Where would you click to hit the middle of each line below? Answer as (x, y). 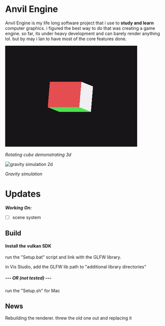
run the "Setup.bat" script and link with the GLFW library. (63, 257)
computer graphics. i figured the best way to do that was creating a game (80, 28)
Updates (23, 194)
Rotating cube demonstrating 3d (38, 155)
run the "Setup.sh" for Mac (33, 290)
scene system (27, 217)
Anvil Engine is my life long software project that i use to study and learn (80, 23)
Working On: (19, 208)
